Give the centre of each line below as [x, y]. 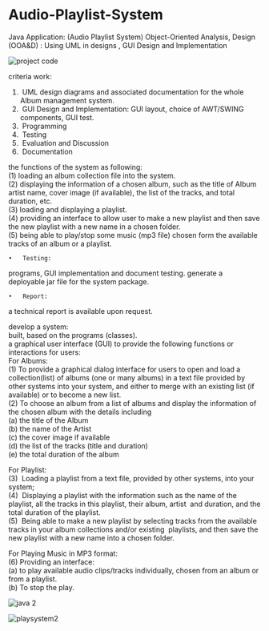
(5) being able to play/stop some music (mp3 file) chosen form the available [133, 235]
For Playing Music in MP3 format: [63, 553]
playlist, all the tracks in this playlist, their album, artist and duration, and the [135, 504]
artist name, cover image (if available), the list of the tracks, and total [121, 192]
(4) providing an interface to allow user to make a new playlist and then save [134, 218]
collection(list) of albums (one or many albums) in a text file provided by [127, 377]
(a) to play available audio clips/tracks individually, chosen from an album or [134, 570]
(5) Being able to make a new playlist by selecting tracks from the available [133, 520]
